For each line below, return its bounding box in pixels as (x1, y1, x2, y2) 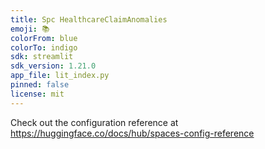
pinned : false (10, 80, 70, 90)
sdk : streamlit (10, 52, 74, 62)
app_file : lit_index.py (10, 71, 110, 81)
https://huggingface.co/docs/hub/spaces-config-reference (10, 127, 255, 139)
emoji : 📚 (10, 24, 50, 34)
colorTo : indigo (10, 42, 78, 53)
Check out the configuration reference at (10, 116, 179, 128)
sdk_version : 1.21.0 (10, 61, 97, 71)
